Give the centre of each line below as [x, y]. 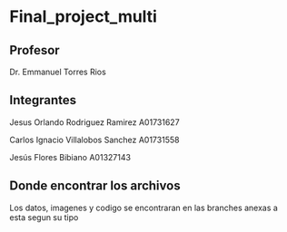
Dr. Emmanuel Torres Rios [58, 72]
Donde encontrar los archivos [95, 186]
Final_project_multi [83, 17]
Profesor [35, 50]
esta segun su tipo [44, 217]
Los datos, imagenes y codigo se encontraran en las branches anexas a [144, 208]
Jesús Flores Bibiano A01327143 [70, 157]
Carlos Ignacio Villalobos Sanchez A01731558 [94, 140]
